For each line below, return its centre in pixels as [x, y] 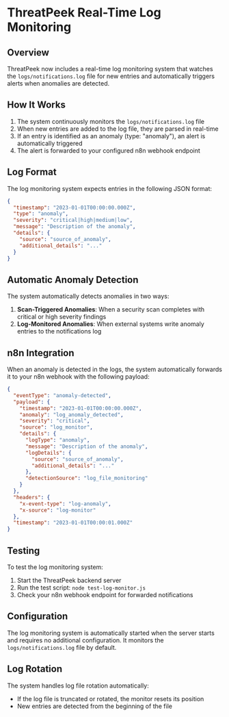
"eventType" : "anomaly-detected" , [62, 395]
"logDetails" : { [48, 453]
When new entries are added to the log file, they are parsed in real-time [118, 129]
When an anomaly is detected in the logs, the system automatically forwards [114, 369]
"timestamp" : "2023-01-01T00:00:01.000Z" [73, 523]
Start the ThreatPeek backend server [69, 580]
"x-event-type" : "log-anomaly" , [65, 504]
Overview [28, 52]
